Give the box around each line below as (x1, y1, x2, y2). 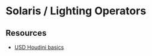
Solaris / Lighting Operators (5, 4, 147, 18)
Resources (5, 28, 47, 38)
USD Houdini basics (14, 43, 64, 51)
